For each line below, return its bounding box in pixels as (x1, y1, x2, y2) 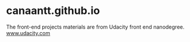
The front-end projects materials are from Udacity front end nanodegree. (6, 23, 185, 30)
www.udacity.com (6, 29, 50, 36)
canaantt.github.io (6, 4, 100, 17)
